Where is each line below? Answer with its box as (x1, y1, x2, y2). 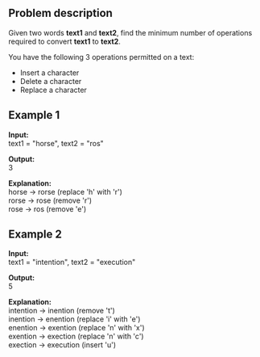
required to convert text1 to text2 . (8, 36, 121, 46)
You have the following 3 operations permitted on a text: (8, 52, 195, 61)
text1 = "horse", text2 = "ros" (8, 138, 105, 148)
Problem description (8, 6, 113, 20)
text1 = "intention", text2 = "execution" (8, 258, 136, 267)
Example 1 (8, 108, 60, 122)
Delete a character (19, 76, 82, 86)
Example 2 (8, 228, 62, 241)
